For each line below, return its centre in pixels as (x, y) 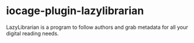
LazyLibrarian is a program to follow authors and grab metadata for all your (97, 27)
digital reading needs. (32, 33)
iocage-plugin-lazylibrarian (75, 11)
